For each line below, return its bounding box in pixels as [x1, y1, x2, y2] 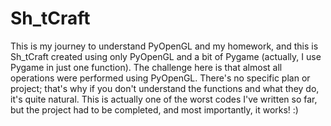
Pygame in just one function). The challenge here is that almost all [10, 61, 283, 73]
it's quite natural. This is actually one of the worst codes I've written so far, [10, 93, 318, 105]
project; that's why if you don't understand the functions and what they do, [10, 82, 320, 94]
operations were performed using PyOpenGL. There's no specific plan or [10, 72, 311, 84]
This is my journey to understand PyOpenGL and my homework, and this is [10, 40, 319, 52]
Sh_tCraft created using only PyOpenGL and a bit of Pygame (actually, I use [10, 50, 322, 62]
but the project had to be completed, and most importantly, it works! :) [10, 103, 299, 116]
